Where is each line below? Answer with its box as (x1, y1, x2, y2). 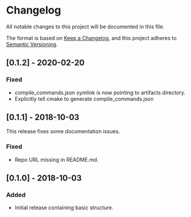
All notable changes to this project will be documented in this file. (6, 23, 165, 30)
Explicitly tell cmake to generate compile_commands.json (14, 95, 154, 102)
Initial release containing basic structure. (14, 204, 114, 211)
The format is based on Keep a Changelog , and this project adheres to (6, 34, 177, 41)
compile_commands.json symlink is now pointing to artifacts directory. (14, 89, 186, 96)
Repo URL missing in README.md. (14, 156, 99, 163)
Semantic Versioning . (6, 41, 58, 48)
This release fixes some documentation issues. (6, 128, 120, 135)
